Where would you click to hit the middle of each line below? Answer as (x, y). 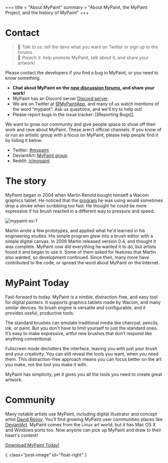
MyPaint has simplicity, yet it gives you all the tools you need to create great (84, 374)
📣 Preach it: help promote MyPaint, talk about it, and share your (83, 57)
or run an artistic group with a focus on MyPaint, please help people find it (82, 135)
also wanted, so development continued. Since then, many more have (77, 257)
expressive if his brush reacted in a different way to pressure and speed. (80, 211)
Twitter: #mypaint (31, 150)
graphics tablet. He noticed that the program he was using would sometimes (84, 200)
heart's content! (22, 435)
